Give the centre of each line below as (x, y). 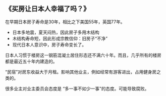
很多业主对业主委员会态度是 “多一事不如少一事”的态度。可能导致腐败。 (77, 89)
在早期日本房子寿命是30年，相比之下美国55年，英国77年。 (65, 22)
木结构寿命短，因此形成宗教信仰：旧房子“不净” (60, 38)
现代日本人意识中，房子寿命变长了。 (49, 45)
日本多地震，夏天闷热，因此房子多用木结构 (56, 32)
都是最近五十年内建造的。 (31, 61)
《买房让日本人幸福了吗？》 (48, 9)
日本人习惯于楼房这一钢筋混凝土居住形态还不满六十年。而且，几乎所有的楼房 (83, 55)
